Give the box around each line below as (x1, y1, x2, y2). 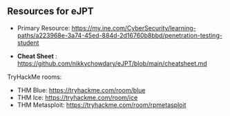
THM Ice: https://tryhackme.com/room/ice (17, 93, 138, 101)
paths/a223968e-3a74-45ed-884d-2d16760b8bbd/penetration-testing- (17, 31, 223, 39)
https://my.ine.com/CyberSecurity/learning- (71, 23, 196, 32)
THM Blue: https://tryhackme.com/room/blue (17, 86, 146, 94)
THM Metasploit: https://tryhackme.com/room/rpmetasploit (17, 100, 186, 109)
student (17, 38, 39, 47)
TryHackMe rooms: (7, 72, 62, 81)
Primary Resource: (17, 23, 70, 32)
